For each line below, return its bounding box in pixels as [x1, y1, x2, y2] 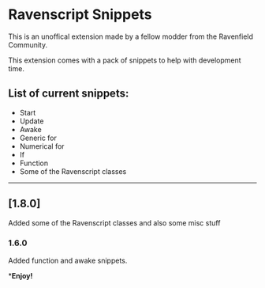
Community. [8, 40, 48, 49]
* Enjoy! [8, 271, 33, 280]
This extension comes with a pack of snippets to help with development [8, 55, 242, 65]
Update [19, 116, 44, 126]
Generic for [19, 133, 58, 142]
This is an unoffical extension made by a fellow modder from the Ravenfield [8, 32, 254, 41]
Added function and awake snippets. [8, 256, 128, 265]
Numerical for [19, 141, 65, 151]
